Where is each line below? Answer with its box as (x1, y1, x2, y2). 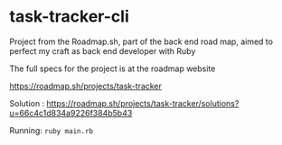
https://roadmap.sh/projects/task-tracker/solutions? (46, 97, 240, 109)
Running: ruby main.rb (9, 124, 93, 136)
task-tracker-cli (9, 6, 129, 27)
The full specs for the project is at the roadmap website (9, 63, 216, 74)
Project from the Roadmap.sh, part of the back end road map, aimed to (9, 36, 274, 47)
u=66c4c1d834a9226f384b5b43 (9, 107, 133, 118)
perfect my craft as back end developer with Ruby (9, 45, 196, 56)
